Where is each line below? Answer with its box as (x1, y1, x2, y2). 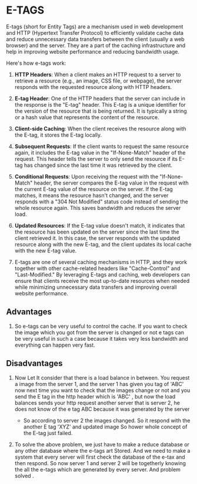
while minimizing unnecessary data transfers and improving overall (14, 284, 178, 291)
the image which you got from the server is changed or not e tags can (14, 328, 184, 336)
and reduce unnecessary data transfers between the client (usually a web (6, 35, 185, 42)
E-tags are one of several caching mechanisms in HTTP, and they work (14, 258, 187, 265)
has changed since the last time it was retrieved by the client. (24, 162, 172, 169)
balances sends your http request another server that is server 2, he (14, 399, 181, 406)
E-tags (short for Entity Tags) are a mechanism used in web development (6, 23, 183, 30)
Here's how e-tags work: (6, 60, 66, 67)
